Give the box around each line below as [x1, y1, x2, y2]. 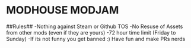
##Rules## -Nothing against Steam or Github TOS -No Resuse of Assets [6, 23, 183, 30]
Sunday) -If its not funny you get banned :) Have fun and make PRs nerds [6, 35, 186, 42]
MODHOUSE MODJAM [6, 4, 119, 17]
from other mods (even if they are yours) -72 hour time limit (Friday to [6, 29, 176, 36]
